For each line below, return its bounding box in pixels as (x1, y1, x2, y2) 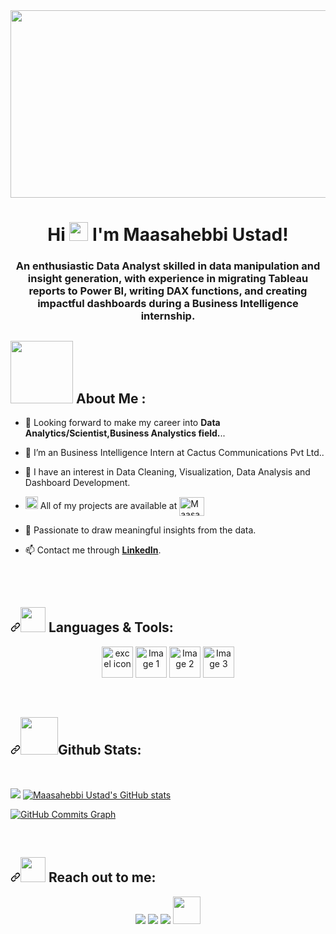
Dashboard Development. (24, 476, 131, 488)
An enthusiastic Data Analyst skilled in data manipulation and (15, 259, 321, 273)
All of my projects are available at (39, 499, 178, 511)
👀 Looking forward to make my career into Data (24, 416, 221, 428)
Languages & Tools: (48, 619, 174, 636)
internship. (140, 309, 196, 323)
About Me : (75, 390, 147, 407)
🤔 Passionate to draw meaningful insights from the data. (24, 524, 257, 536)
